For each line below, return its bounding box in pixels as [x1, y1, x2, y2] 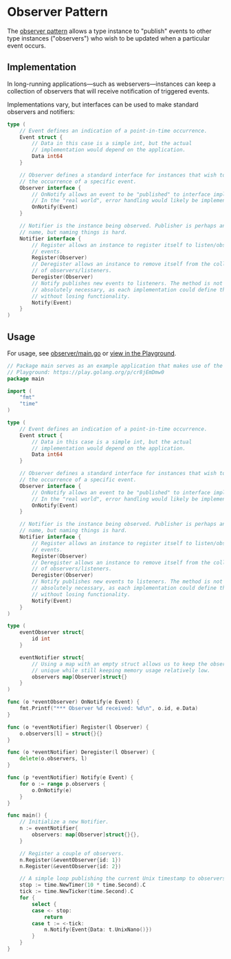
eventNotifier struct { [19, 654, 85, 661]
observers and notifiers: [7, 107, 76, 115]
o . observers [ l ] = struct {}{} [19, 730, 103, 737]
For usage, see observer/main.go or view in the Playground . [7, 349, 177, 357]
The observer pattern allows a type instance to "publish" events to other [7, 27, 212, 35]
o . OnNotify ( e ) [32, 786, 72, 794]
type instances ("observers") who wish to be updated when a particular [7, 34, 210, 42]
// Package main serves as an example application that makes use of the [7, 362, 223, 369]
